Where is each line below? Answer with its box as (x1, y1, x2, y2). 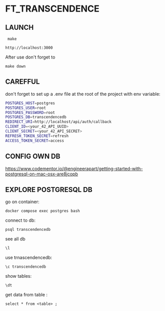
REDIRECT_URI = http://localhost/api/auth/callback (5, 119, 112, 125)
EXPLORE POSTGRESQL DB (5, 185, 92, 194)
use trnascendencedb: (5, 255, 52, 261)
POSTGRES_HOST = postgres (5, 100, 56, 106)
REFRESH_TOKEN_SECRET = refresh (5, 133, 69, 139)
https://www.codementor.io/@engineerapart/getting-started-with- (5, 165, 143, 171)
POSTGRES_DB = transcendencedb (5, 114, 67, 120)
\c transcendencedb (5, 264, 46, 270)
